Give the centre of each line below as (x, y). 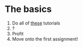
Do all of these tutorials (36, 23)
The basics (28, 9)
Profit (18, 33)
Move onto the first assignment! (45, 39)
